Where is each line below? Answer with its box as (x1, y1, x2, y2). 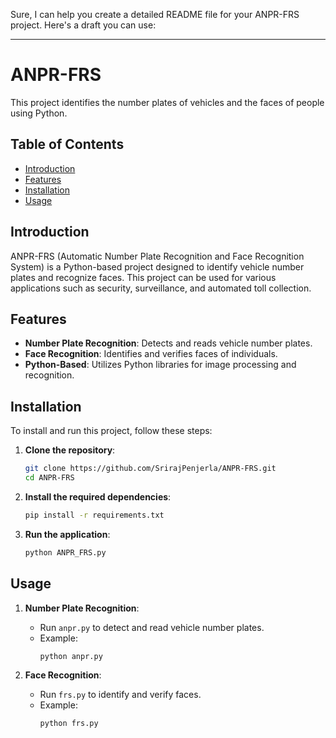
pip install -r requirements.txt (24, 510, 165, 520)
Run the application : (24, 528, 111, 540)
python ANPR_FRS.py (24, 547, 107, 558)
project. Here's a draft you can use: (10, 19, 157, 31)
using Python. (10, 107, 68, 119)
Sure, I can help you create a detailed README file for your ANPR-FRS (10, 9, 300, 20)
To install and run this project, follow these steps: (10, 425, 213, 437)
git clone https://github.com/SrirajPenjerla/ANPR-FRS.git (24, 464, 277, 474)
